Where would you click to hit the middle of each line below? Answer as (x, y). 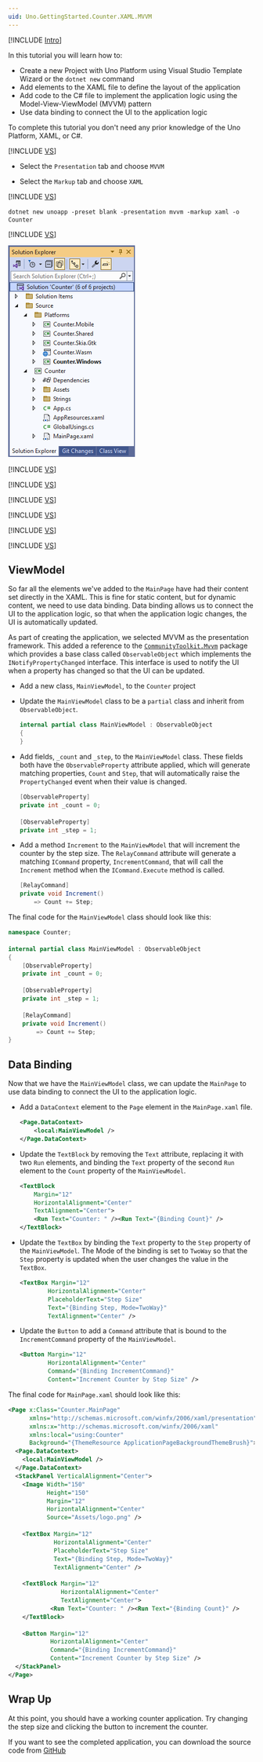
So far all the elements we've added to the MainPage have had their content (128, 589)
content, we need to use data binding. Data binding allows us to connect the (131, 605)
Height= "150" (68, 1493)
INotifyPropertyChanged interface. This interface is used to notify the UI (124, 663)
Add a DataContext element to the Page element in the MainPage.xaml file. (136, 1107)
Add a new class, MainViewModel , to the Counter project (107, 686)
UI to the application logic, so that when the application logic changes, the (128, 614)
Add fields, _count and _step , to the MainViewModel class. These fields (131, 757)
